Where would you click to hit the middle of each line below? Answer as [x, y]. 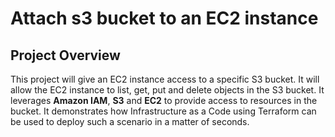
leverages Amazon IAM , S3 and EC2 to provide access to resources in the [164, 100]
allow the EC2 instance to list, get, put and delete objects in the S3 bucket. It [167, 90]
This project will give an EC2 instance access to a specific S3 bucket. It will [165, 79]
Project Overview [65, 55]
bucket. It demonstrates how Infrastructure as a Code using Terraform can [163, 111]
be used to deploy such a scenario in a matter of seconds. [130, 121]
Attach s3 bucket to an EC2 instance [164, 18]
